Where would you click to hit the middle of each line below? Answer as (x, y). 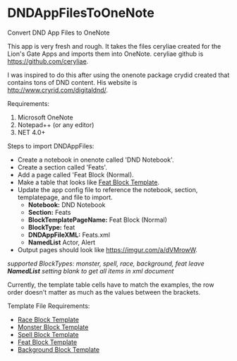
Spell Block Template (48, 334)
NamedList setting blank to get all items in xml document (91, 271)
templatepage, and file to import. (65, 197)
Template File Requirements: (49, 306)
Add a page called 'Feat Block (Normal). (75, 174)
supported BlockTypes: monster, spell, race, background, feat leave (106, 264)
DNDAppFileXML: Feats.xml (69, 235)
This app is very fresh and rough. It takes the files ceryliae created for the (114, 46)
